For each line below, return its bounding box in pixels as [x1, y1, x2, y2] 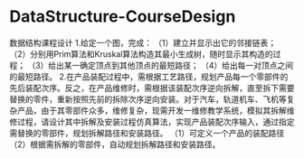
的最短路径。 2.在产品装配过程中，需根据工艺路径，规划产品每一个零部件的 [9, 70, 289, 82]
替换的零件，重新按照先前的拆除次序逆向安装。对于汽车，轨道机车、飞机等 [9, 93, 287, 105]
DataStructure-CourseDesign [9, 6, 236, 27]
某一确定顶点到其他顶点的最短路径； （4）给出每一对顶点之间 [63, 60, 294, 70]
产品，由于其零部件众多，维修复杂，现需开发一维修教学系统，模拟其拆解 [16, 105, 287, 116]
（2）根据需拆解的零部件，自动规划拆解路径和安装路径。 [9, 138, 221, 150]
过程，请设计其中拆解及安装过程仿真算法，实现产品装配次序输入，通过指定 [16, 116, 295, 127]
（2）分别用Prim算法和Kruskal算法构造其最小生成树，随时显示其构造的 [9, 48, 273, 60]
